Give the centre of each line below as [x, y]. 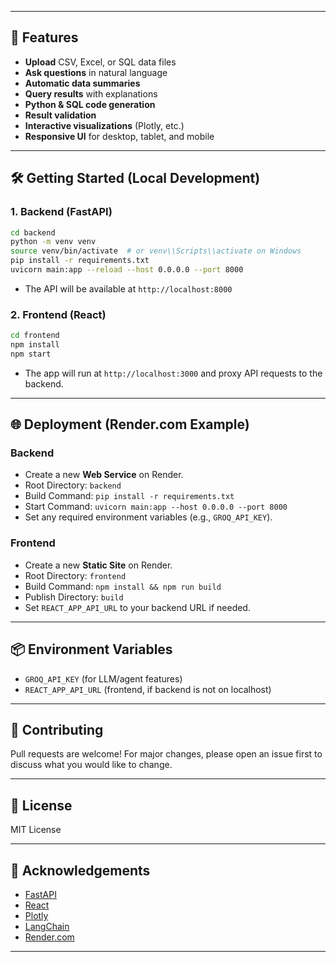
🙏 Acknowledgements [80, 870]
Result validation [60, 115]
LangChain [47, 927]
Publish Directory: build [74, 597]
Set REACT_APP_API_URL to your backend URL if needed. [137, 607]
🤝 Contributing [57, 729]
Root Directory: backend [73, 485]
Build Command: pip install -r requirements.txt [129, 496]
